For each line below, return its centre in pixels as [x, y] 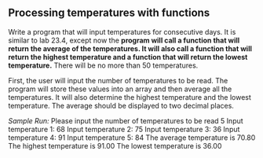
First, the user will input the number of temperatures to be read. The [118, 80]
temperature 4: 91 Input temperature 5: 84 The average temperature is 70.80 [132, 138]
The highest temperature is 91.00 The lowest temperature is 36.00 [115, 145]
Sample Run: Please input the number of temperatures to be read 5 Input [126, 120]
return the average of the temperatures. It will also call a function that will [130, 48]
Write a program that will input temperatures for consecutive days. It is [122, 31]
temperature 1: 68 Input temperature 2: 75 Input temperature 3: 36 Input [124, 129]
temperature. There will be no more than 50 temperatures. [103, 65]
